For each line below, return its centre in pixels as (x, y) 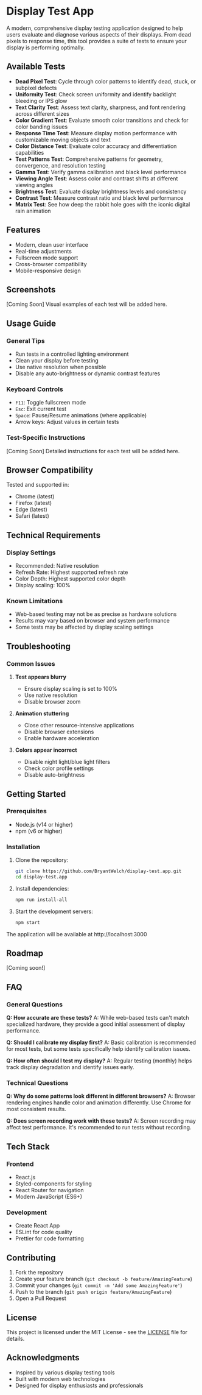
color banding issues (41, 127)
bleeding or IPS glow (41, 101)
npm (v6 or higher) (39, 831)
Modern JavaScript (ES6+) (49, 1197)
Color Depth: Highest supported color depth (70, 579)
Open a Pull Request (41, 1298)
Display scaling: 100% (43, 585)
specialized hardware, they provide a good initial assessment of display (96, 1024)
